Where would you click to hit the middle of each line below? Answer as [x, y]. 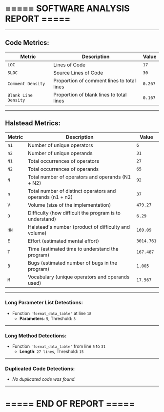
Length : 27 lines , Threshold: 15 [51, 352]
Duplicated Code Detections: [40, 369]
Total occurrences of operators [63, 161]
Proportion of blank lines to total [90, 95]
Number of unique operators [60, 145]
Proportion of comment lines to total [95, 80]
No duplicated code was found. [44, 379]
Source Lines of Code [78, 73]
